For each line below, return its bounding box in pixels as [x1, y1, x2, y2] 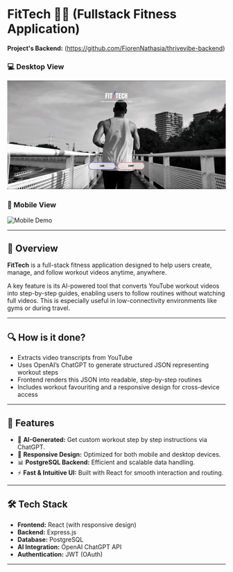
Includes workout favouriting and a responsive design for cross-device [17, 383, 220, 391]
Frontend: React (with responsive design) [17, 521, 137, 529]
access [17, 391, 38, 399]
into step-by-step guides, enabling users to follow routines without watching [7, 289, 225, 297]
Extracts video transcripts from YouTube [17, 354, 133, 362]
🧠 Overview [7, 243, 58, 254]
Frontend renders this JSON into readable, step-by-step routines [17, 375, 202, 384]
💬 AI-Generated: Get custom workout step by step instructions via [17, 436, 208, 444]
